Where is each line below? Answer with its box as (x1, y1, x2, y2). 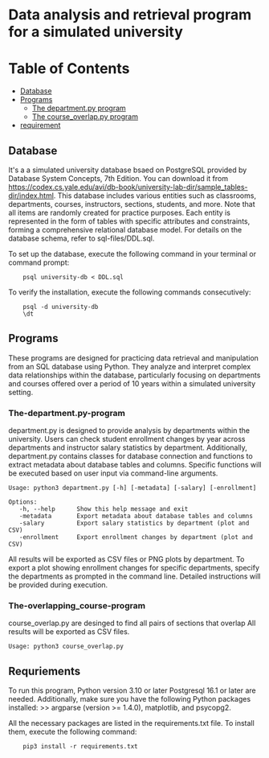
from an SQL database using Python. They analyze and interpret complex (8, 361, 251, 371)
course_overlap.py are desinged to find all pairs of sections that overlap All (8, 618, 256, 628)
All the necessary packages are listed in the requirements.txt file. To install (8, 719, 255, 728)
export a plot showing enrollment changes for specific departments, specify (8, 563, 259, 573)
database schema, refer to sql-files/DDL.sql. (8, 233, 155, 243)
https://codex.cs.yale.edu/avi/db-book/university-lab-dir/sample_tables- (8, 182, 248, 192)
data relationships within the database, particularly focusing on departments (8, 370, 261, 380)
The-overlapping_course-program (8, 599, 146, 611)
